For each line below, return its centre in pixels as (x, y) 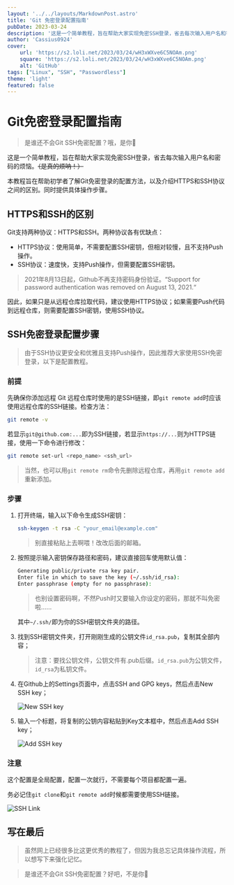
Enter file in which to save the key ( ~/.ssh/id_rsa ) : (99, 577)
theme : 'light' (29, 79)
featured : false (31, 85)
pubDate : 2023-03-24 (37, 27)
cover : (17, 46)
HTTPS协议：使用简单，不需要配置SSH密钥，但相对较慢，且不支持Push (120, 247)
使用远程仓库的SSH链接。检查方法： (59, 407)
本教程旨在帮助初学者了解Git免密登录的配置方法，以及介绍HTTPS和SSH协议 (116, 181)
